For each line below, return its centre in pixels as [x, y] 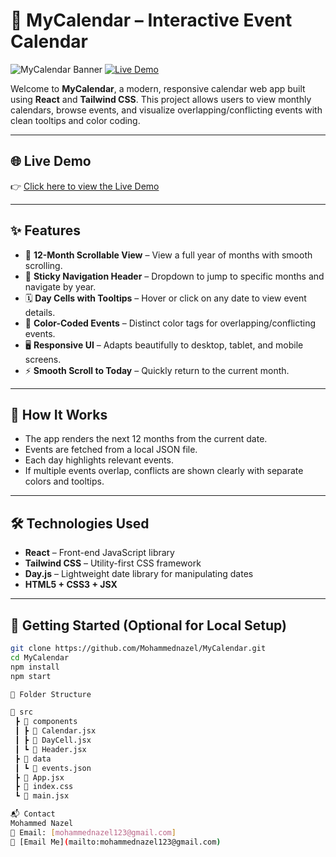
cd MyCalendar [40, 657]
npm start [31, 676]
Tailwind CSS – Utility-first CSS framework [113, 563]
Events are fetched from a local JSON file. [111, 450]
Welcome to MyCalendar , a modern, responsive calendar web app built [158, 88]
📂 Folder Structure [51, 694]
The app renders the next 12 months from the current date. [146, 439]
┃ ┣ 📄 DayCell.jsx [53, 740]
